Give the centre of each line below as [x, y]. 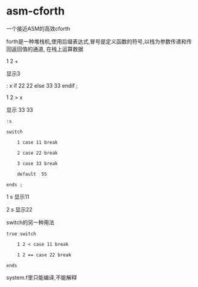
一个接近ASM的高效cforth [38, 28]
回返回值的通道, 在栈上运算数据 [45, 49]
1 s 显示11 [18, 196]
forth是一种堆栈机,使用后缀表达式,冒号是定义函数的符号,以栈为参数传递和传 [99, 41]
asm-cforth [36, 11]
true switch [21, 234]
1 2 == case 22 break [44, 255]
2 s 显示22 [19, 209]
